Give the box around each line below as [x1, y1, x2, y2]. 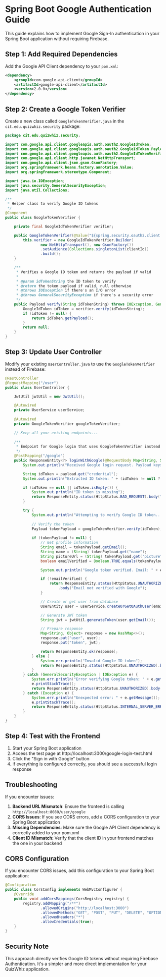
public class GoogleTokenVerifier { [5, 215, 81, 220]
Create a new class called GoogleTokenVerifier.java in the [5, 118, 124, 124]
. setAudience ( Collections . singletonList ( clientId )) [40, 247, 149, 252]
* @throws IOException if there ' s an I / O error [16, 288, 116, 293]
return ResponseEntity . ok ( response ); [40, 649, 119, 654]
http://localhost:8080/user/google [12, 809, 86, 814]
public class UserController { [5, 385, 70, 390]
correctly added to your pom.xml [12, 829, 80, 836]
